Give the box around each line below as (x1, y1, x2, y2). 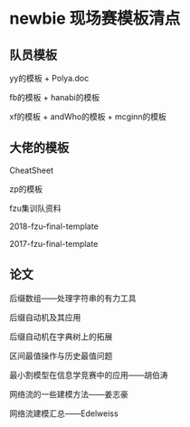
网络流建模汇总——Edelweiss (9, 408, 119, 419)
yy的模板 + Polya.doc (9, 73, 90, 83)
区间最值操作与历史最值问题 (9, 350, 113, 361)
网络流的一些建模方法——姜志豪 (9, 388, 128, 399)
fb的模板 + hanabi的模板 (9, 92, 100, 102)
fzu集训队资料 (9, 203, 62, 213)
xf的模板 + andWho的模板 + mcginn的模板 (9, 111, 167, 122)
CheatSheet (9, 165, 54, 176)
